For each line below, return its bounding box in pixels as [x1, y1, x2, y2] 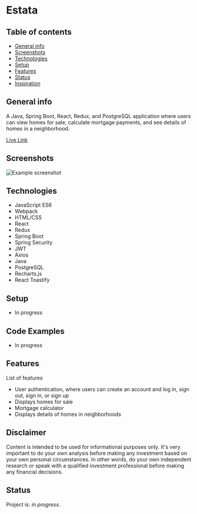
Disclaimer [6, 428, 46, 438]
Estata [6, 4, 38, 17]
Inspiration [14, 80, 41, 87]
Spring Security [14, 239, 53, 246]
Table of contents [6, 27, 72, 37]
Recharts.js [14, 270, 42, 277]
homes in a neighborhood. [6, 125, 70, 132]
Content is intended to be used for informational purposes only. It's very [6, 443, 181, 450]
